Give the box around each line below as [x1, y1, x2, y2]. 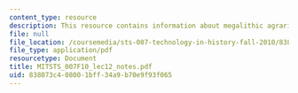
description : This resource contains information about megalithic [9, 21, 264, 30]
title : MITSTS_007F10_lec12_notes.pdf [9, 63, 153, 72]
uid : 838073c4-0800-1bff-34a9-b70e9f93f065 [9, 71, 173, 80]
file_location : [9, 37, 66, 47]
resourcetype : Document [9, 54, 98, 63]
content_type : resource [9, 12, 98, 22]
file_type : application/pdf [9, 46, 114, 55]
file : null [9, 29, 50, 38]
